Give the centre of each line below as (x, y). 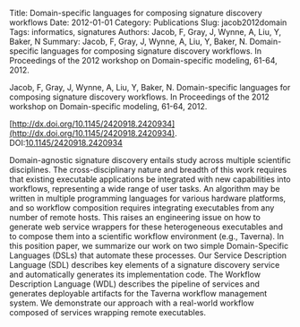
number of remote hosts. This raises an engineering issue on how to (135, 217)
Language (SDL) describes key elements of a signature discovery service (145, 265)
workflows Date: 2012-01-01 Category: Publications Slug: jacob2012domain (148, 22)
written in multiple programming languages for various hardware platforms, (148, 198)
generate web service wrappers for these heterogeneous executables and (146, 227)
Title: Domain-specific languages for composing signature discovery (136, 13)
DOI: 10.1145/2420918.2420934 (66, 143)
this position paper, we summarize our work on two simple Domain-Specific (149, 246)
